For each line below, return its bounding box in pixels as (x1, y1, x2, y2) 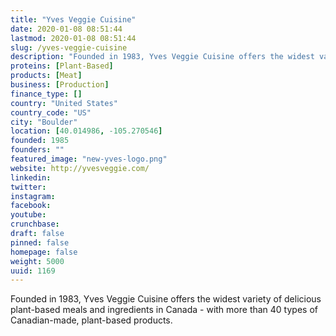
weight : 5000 (10, 256, 65, 266)
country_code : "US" (10, 107, 92, 118)
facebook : (10, 201, 52, 211)
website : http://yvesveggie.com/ (10, 163, 150, 173)
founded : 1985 (10, 136, 70, 146)
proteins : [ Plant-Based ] (10, 61, 114, 71)
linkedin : (10, 172, 52, 183)
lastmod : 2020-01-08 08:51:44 (10, 33, 137, 43)
